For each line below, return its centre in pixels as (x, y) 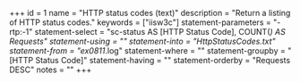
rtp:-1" (21, 32)
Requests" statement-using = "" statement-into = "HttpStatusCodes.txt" (142, 41)
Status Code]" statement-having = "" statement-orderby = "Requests (163, 60)
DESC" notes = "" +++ (51, 70)
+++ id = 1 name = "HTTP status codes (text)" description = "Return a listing (150, 13)
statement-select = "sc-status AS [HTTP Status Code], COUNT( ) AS (160, 32)
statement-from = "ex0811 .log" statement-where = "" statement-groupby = (148, 51)
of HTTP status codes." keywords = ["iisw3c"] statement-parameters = (140, 22)
